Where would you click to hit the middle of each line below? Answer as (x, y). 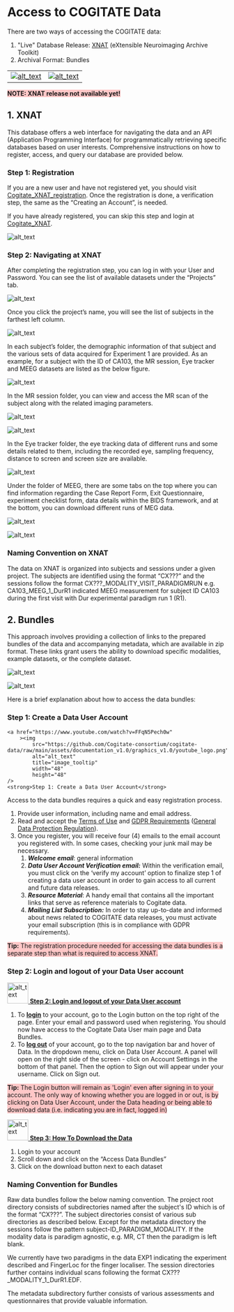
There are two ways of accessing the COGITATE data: (84, 31)
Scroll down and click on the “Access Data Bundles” (92, 1159)
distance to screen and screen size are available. (77, 459)
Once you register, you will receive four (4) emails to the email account (119, 835)
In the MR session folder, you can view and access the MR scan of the (108, 396)
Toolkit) (28, 52)
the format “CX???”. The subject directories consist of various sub (102, 1214)
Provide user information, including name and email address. (104, 813)
